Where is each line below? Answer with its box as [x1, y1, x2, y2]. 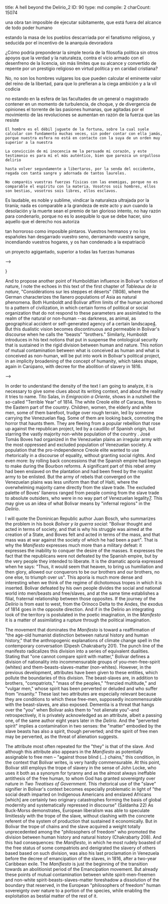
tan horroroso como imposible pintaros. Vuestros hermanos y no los [5, 228, 146, 234]
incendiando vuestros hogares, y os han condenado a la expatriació [5, 239, 145, 245]
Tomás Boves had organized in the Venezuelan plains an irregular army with [5, 436, 162, 442]
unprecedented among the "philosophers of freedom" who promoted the [5, 829, 156, 835]
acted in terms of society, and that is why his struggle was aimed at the [5, 526, 152, 532]
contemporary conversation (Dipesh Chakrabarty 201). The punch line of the [5, 643, 163, 649]
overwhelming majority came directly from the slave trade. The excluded [5, 485, 155, 490]
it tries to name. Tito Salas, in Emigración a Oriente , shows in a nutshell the [5, 394, 160, 399]
